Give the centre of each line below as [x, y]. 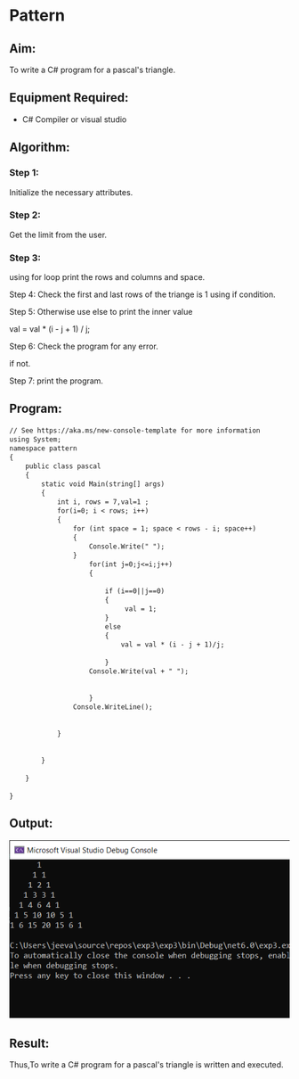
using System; [36, 439]
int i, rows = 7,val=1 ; [103, 502]
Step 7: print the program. [57, 381]
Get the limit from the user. [58, 235]
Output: [31, 824]
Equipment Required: [69, 98]
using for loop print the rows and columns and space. [107, 277]
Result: [29, 1043]
